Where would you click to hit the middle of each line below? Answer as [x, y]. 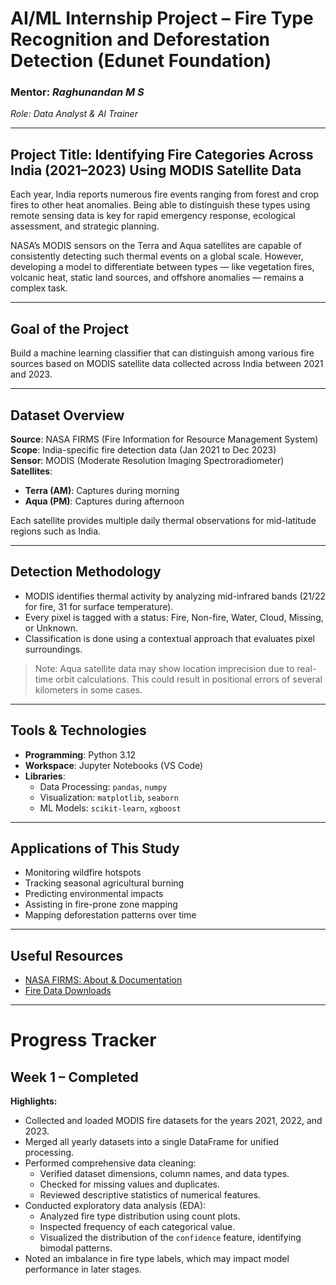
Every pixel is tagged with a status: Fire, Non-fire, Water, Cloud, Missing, [174, 617]
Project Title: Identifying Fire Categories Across [162, 154]
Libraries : [45, 776]
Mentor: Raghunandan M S [77, 92]
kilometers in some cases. [88, 689]
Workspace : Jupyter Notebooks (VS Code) [114, 765]
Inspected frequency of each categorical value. [137, 1227]
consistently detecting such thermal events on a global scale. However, [157, 256]
